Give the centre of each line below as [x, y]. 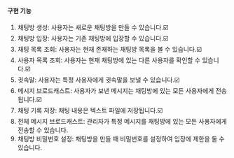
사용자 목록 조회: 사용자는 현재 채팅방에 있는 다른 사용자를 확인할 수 [109, 60]
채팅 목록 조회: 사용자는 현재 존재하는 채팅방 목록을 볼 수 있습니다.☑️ [109, 50]
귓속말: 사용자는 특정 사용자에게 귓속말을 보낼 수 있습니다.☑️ [98, 80]
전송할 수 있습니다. [43, 130]
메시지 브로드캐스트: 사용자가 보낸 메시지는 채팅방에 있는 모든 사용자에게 [116, 91]
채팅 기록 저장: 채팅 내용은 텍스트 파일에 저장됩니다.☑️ [90, 110]
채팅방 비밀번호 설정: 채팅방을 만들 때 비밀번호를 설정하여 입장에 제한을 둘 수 [121, 139]
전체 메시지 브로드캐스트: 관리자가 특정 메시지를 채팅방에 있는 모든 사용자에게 [122, 122]
